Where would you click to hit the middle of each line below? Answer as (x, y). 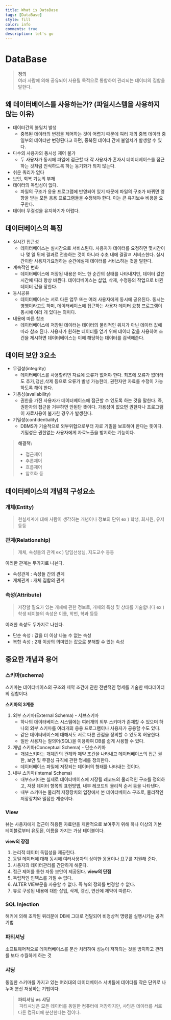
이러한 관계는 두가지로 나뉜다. (35, 563)
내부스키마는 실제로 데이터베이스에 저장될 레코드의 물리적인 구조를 (86, 779)
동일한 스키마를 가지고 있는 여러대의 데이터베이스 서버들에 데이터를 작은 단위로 (83, 982)
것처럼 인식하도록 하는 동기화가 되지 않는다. (73, 166)
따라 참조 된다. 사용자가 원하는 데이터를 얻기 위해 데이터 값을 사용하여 (89, 331)
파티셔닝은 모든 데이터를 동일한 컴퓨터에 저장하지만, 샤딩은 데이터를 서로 (91, 1006)
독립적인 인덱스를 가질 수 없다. (43, 878)
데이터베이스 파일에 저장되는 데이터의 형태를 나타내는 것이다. (80, 767)
